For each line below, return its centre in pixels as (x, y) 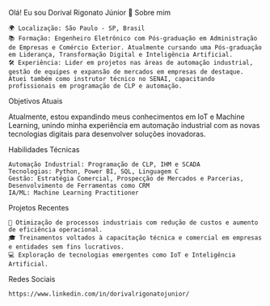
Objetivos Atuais (36, 101)
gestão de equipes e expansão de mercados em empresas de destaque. (126, 72)
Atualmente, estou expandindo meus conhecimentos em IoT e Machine (127, 117)
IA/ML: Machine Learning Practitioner (74, 193)
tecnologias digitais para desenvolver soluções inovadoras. (107, 134)
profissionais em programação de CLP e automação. (95, 86)
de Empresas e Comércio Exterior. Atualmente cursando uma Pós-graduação (135, 48)
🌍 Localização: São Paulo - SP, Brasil (77, 28)
